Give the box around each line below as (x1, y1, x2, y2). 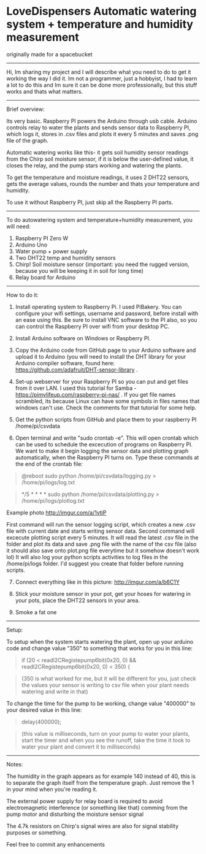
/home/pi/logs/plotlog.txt (21, 497, 85, 504)
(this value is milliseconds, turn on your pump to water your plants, (21, 730, 190, 737)
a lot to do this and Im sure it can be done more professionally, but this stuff (6, 81, 197, 88)
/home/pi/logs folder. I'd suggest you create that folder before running (6, 560, 184, 567)
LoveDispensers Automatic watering (6, 4, 197, 18)
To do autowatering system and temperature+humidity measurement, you (6, 216, 193, 223)
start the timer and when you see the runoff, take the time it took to (21, 736, 191, 744)
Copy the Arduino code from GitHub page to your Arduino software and (15, 346, 196, 354)
